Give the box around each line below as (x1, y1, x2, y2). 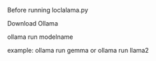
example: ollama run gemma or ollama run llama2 (7, 46, 149, 54)
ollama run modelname (7, 33, 73, 41)
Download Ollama (7, 19, 58, 27)
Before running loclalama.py (7, 6, 89, 14)
